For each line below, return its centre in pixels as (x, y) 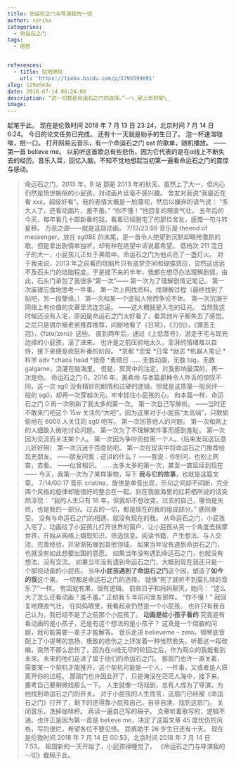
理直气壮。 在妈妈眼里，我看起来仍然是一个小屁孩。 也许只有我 (128, 606)
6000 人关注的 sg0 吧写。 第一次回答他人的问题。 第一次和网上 (136, 422)
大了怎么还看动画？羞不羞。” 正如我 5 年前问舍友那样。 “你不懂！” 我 (123, 597)
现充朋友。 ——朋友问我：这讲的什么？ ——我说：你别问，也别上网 (122, 457)
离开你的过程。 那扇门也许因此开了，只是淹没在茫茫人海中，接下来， (124, 676)
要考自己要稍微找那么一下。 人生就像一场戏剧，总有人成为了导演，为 (124, 685)
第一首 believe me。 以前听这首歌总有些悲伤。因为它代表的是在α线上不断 (113, 152)
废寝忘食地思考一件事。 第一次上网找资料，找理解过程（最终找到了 (127, 290)
